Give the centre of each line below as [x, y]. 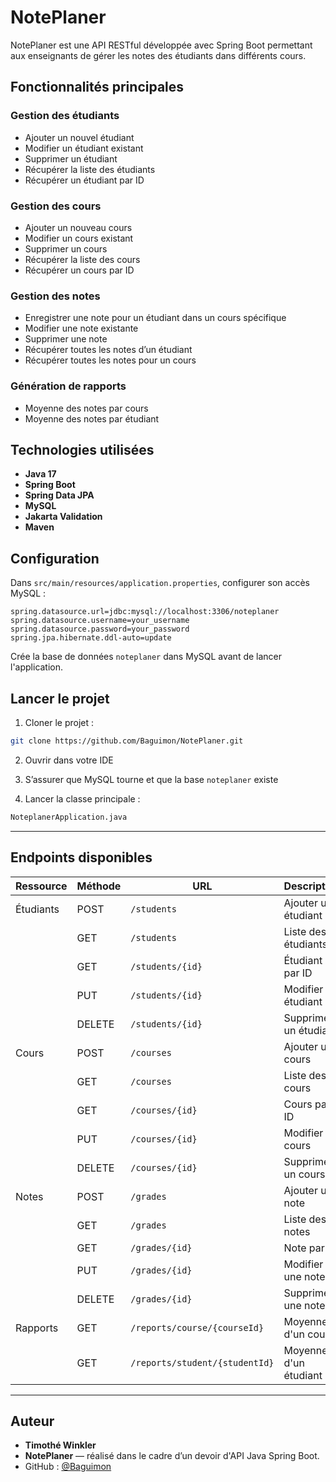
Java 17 [40, 474]
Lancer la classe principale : [82, 798]
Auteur [32, 1421]
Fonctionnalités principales [97, 87]
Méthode [99, 886]
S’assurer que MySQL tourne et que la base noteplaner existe [151, 779]
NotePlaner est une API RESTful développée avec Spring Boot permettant [161, 45]
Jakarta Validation [63, 517]
